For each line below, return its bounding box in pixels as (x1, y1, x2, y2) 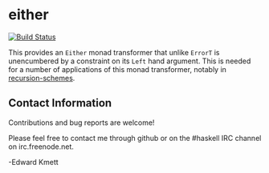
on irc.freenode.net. (8, 142, 75, 151)
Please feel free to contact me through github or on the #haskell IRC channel (8, 133, 262, 143)
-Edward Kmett (8, 157, 59, 167)
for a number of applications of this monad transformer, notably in (8, 64, 227, 74)
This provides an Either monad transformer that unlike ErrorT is (8, 47, 220, 57)
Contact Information (8, 96, 112, 110)
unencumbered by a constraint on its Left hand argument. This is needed (8, 56, 251, 66)
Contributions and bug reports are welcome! (8, 118, 155, 127)
